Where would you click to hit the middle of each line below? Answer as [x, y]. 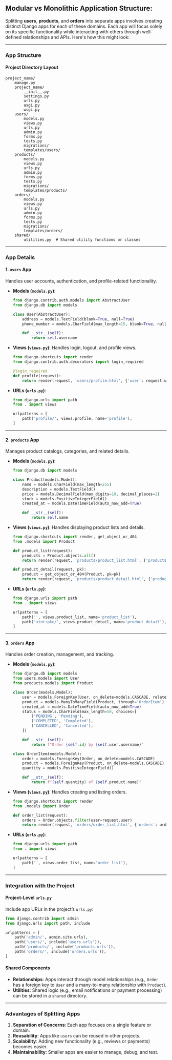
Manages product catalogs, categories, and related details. [67, 451]
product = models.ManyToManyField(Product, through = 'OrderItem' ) [93, 702]
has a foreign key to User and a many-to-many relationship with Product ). [90, 985]
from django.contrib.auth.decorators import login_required [78, 362]
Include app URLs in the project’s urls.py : [49, 909]
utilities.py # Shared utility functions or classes [82, 240]
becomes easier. [30, 1047]
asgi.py [32, 105]
